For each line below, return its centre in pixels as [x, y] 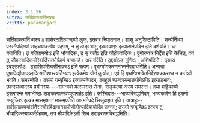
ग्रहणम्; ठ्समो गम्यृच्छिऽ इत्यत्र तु [133, 107]
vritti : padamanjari [32, 23]
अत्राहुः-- [134, 100]
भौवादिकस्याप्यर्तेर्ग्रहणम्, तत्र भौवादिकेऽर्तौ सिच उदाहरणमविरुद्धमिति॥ [68, 113]
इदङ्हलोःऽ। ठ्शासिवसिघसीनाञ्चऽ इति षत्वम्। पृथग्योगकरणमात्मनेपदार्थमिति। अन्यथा [86, 67]
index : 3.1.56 [24, 12]
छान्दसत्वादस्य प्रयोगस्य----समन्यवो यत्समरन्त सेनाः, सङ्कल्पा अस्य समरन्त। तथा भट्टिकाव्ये [92, 87]
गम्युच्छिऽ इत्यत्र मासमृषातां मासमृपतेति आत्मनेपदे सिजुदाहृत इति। [65, 100]
